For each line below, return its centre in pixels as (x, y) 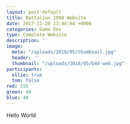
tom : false (26, 80)
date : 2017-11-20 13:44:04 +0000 (49, 23)
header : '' (26, 58)
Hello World (21, 115)
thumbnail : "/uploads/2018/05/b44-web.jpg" (68, 63)
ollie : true (27, 75)
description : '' (27, 41)
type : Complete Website (37, 35)
